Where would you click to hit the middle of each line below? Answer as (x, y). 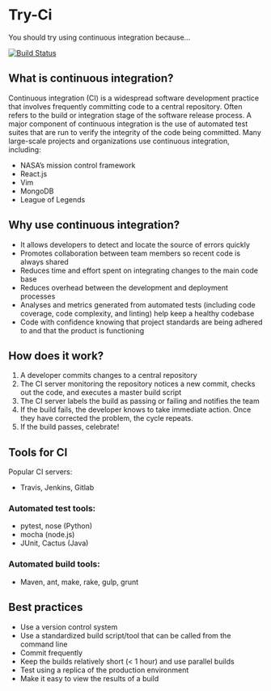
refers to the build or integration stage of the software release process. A (130, 115)
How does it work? (56, 356)
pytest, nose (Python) (56, 526)
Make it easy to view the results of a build (89, 678)
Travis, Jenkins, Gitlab (57, 488)
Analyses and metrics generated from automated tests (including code (138, 304)
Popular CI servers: (40, 472)
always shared (44, 261)
